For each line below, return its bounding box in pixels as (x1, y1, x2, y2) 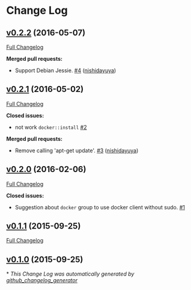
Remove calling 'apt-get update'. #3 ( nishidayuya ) (14, 147, 139, 154)
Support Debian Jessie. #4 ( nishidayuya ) (14, 67, 117, 74)
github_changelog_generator (6, 277, 78, 284)
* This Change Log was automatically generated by (6, 270, 135, 277)
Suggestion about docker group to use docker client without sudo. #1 (14, 203, 185, 211)
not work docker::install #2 (14, 123, 87, 131)
